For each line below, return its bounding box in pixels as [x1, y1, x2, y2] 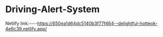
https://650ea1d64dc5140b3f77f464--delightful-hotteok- [37, 20, 158, 26]
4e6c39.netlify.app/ [5, 25, 47, 31]
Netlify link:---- [5, 20, 37, 26]
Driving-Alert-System [5, 4, 100, 15]
